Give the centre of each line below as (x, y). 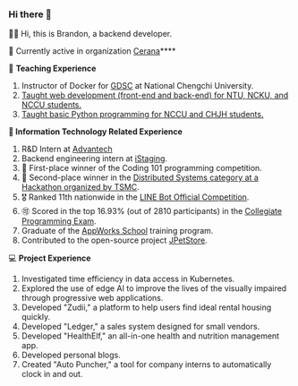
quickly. (36, 317)
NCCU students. (51, 105)
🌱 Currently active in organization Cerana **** (92, 51)
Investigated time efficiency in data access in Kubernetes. (128, 279)
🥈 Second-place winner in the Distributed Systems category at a (140, 177)
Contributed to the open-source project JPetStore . (114, 240)
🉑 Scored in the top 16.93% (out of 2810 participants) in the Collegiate (152, 211)
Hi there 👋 (30, 14)
